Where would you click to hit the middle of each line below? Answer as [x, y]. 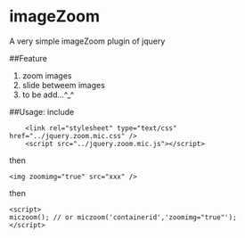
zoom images [47, 75]
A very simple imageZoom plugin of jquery [87, 41]
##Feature [28, 58]
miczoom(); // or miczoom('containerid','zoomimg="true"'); [123, 217]
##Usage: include [42, 111]
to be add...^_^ [48, 94]
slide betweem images [63, 85]
